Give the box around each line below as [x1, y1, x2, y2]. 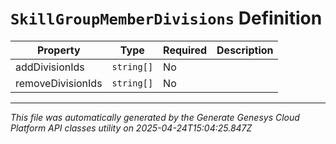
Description [216, 43, 274, 57]
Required [163, 43, 208, 57]
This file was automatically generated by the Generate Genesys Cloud [10, 111, 300, 123]
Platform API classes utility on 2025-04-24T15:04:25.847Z [10, 122, 253, 134]
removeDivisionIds [15, 76, 103, 90]
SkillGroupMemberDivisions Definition [10, 7, 323, 30]
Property [37, 43, 81, 57]
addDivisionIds [15, 60, 85, 74]
